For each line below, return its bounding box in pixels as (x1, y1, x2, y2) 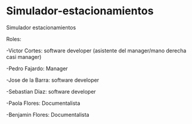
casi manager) (6, 53, 42, 60)
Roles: (6, 35, 22, 42)
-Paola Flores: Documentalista (6, 100, 80, 107)
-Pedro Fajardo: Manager (6, 64, 69, 72)
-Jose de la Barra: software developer (6, 76, 100, 83)
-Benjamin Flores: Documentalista (6, 111, 89, 118)
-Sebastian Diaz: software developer (6, 88, 97, 95)
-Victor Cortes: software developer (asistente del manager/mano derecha (6, 46, 187, 54)
